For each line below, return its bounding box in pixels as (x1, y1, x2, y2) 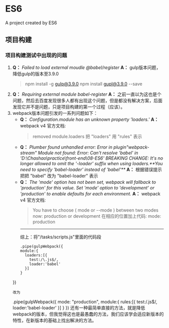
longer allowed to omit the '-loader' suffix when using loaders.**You (20, 160, 163, 166)
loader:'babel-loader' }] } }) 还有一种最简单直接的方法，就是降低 (12, 304, 145, 310)
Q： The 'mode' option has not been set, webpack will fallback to (20, 179, 156, 185)
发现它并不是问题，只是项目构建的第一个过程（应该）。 (12, 104, 125, 110)
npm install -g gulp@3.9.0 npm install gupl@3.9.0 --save (25, 81, 142, 87)
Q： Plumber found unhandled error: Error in (20, 144, 113, 150)
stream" (20, 150, 37, 156)
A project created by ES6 (5, 20, 57, 26)
